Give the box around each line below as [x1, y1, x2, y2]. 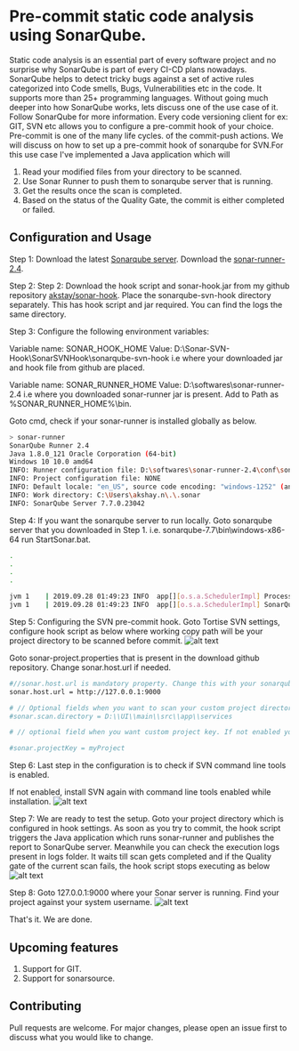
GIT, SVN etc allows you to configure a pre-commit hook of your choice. [9, 120, 274, 131]
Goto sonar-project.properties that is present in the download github [9, 652, 260, 663]
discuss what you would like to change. [9, 1031, 154, 1042]
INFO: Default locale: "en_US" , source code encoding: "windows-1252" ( [9, 482, 285, 491]
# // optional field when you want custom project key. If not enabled [9, 728, 280, 737]
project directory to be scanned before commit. [9, 635, 183, 646]
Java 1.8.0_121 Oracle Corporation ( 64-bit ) [9, 449, 177, 458]
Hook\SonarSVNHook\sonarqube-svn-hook [9, 352, 170, 363]
